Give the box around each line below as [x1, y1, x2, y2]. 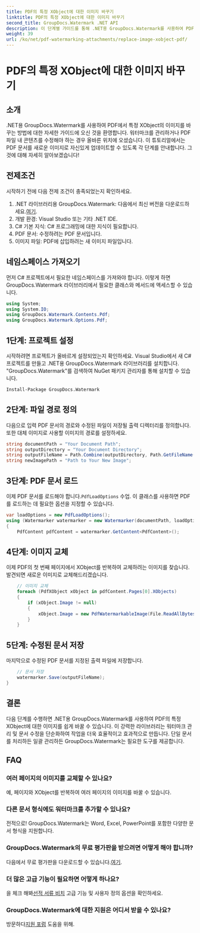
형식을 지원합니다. [12, 827, 54, 834]
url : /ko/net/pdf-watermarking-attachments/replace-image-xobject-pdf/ [6, 36, 187, 42]
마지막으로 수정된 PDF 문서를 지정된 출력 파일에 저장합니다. [6, 657, 144, 664]
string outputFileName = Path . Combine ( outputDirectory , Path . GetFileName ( [6, 452, 196, 458]
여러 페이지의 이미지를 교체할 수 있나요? [6, 774, 112, 782]
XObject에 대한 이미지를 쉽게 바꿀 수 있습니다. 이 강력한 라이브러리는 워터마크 [6, 722, 186, 729]
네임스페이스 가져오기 [6, 257, 80, 267]
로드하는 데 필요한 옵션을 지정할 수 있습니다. [12, 500, 114, 507]
